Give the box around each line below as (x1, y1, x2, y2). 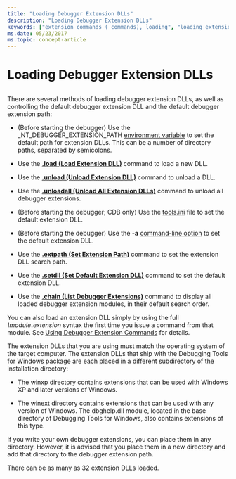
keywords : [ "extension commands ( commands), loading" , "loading (7, 23, 202, 30)
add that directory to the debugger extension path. (7, 449, 154, 458)
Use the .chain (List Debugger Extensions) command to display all (17, 292, 212, 300)
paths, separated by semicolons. (17, 146, 112, 154)
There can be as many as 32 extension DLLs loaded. (7, 464, 159, 472)
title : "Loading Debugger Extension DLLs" (7, 10, 133, 18)
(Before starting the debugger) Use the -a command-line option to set (17, 229, 221, 237)
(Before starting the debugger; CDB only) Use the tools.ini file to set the (17, 207, 225, 216)
